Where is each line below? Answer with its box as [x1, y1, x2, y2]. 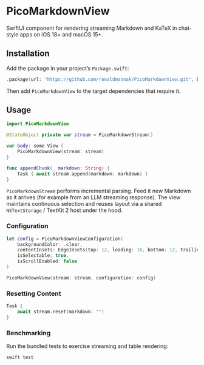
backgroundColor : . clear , [17, 241, 83, 247]
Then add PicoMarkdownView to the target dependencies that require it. [6, 87, 181, 95]
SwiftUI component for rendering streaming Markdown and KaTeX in [6, 24, 177, 32]
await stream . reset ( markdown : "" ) [17, 309, 104, 315]
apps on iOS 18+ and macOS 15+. [19, 30, 103, 38]
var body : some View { [6, 143, 64, 149]
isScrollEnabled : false [17, 258, 78, 265]
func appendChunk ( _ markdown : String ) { [6, 165, 110, 171]
